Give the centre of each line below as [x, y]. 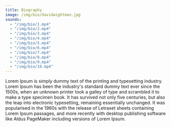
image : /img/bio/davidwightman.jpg [43, 15]
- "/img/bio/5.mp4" [31, 43]
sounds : [13, 19]
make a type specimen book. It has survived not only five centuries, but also [85, 98]
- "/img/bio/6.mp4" [31, 48]
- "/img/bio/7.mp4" [31, 52]
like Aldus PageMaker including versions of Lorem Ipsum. [65, 119]
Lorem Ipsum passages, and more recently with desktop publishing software [85, 114]
